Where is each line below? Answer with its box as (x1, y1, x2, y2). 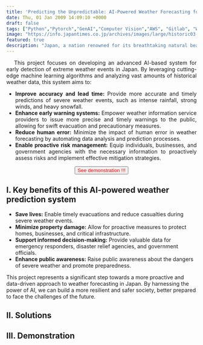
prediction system (6, 195, 77, 205)
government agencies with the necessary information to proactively (14, 147, 197, 155)
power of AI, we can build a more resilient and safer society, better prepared (6, 286, 196, 294)
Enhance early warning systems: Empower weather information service (14, 109, 197, 117)
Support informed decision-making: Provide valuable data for (14, 236, 172, 243)
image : (6, 31, 23, 37)
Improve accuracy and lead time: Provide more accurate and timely (14, 90, 197, 97)
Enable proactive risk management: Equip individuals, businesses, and (14, 141, 197, 149)
